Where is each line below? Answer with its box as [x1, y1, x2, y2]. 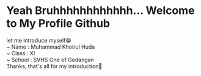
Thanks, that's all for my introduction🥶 [6, 62, 103, 70]
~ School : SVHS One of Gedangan [6, 56, 95, 63]
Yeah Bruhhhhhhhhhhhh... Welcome [6, 4, 195, 18]
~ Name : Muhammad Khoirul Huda [6, 43, 95, 50]
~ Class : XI [6, 49, 35, 57]
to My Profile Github [6, 16, 110, 30]
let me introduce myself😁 [6, 36, 71, 44]
